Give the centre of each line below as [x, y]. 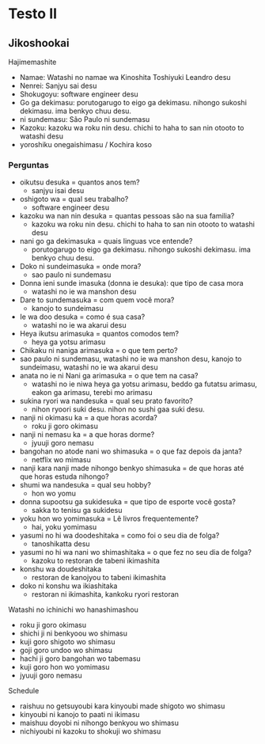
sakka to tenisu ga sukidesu [77, 511]
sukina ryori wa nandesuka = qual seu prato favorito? [106, 401]
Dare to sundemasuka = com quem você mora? [97, 300]
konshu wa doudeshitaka [61, 569]
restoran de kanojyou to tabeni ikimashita [98, 578]
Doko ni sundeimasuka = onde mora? [80, 267]
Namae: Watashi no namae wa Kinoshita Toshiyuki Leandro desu [125, 77]
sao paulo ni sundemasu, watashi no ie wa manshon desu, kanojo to [131, 359]
